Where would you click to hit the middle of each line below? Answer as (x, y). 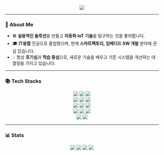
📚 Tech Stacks (23, 81)
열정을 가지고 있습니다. (34, 64)
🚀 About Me (19, 24)
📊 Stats (15, 135)
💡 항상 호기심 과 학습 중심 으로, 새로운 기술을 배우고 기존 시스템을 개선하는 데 (84, 57)
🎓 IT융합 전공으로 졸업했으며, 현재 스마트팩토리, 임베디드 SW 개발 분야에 (82, 44)
